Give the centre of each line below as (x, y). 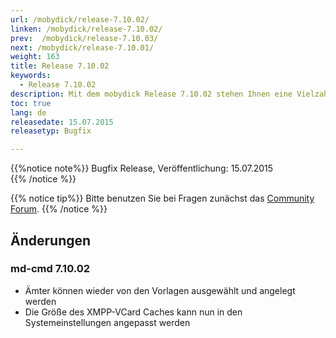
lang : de (28, 112)
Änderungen (51, 240)
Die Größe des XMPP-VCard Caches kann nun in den (133, 312)
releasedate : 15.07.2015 (62, 122)
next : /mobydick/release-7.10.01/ (82, 47)
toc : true (31, 103)
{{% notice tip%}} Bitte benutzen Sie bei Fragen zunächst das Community (162, 198)
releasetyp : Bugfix (51, 131)
